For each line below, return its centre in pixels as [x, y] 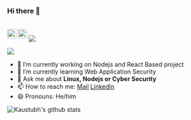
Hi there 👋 [24, 11]
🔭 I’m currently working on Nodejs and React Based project [100, 65]
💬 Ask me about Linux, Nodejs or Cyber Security [87, 79]
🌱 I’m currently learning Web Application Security [86, 72]
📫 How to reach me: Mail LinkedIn [66, 87]
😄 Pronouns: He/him [47, 96]
